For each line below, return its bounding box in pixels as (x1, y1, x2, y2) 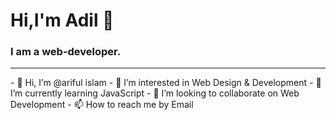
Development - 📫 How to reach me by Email (10, 99, 194, 111)
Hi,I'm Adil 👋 (10, 9, 115, 32)
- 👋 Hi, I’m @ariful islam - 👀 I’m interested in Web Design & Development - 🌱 (10, 77, 322, 89)
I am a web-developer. (10, 45, 122, 59)
